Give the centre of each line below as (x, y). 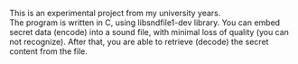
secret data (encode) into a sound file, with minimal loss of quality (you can (149, 32)
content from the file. (48, 51)
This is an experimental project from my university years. (115, 13)
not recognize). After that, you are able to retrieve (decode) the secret (139, 41)
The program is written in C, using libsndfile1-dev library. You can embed (145, 23)
